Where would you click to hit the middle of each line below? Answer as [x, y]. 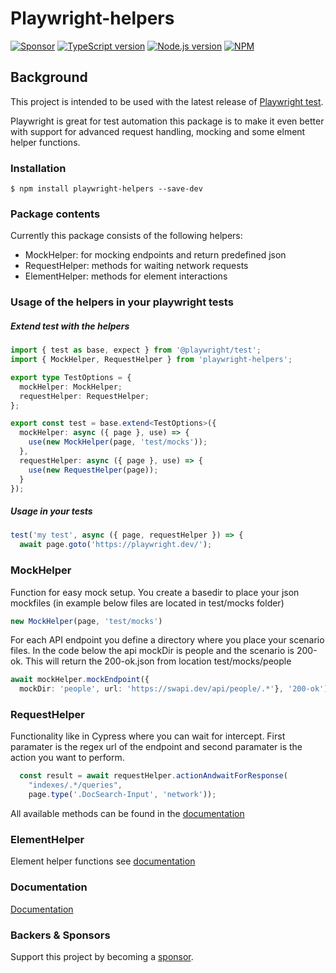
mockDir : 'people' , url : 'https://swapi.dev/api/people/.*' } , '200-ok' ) [174, 689]
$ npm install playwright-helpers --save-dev [106, 189]
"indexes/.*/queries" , [75, 785]
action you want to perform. [67, 758]
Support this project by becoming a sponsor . [102, 956]
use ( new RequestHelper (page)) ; [93, 470]
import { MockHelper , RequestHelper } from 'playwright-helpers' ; [151, 360]
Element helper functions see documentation [103, 861]
